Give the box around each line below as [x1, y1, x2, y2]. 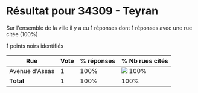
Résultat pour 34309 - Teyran [6, 4, 159, 18]
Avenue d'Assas [9, 66, 55, 75]
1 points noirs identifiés [6, 42, 64, 50]
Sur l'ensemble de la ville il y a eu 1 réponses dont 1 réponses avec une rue [6, 24, 193, 31]
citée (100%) [6, 30, 38, 37]
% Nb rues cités [121, 56, 169, 65]
